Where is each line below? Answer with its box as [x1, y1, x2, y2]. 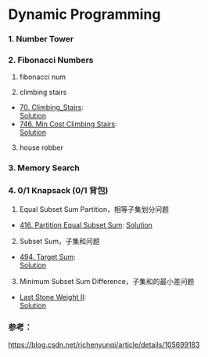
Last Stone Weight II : [19, 292, 87, 301]
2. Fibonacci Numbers [8, 55, 94, 66]
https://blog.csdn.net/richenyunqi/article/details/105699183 [8, 340, 200, 349]
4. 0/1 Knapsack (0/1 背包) [8, 185, 109, 196]
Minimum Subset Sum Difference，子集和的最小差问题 [19, 276, 195, 286]
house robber [19, 143, 64, 152]
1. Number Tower [8, 34, 74, 45]
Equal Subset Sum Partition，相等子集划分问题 [19, 204, 170, 213]
